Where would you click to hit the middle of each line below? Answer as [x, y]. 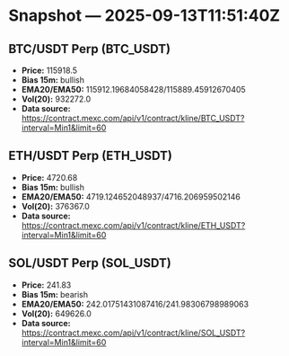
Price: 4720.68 [49, 177]
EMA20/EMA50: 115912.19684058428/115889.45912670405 [133, 89]
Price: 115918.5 [49, 70]
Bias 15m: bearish [55, 294]
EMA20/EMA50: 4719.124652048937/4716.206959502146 [131, 196]
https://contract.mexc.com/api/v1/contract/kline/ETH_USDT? [133, 225]
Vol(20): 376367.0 [56, 206]
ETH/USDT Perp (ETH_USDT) [90, 156]
